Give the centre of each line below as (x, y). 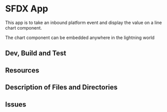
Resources (22, 70)
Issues (16, 104)
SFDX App (27, 9)
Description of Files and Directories (61, 87)
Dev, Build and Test (36, 53)
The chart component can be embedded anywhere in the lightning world (80, 37)
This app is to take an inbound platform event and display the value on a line (83, 22)
